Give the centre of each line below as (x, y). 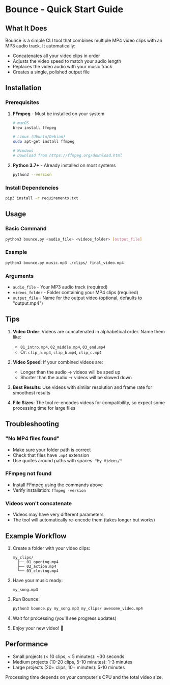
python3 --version (32, 174)
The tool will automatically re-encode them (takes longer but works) (84, 520)
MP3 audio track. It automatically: (40, 46)
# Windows (23, 151)
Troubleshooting (32, 424)
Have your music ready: (38, 580)
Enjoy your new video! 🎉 (38, 628)
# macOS (21, 123)
